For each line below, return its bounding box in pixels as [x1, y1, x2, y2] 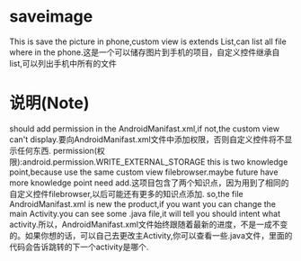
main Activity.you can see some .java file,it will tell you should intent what [9, 208, 281, 219]
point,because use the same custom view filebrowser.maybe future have [9, 166, 279, 177]
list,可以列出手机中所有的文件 [9, 58, 117, 68]
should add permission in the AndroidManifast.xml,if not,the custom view [9, 123, 280, 134]
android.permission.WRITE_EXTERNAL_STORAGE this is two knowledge [22, 156, 288, 167]
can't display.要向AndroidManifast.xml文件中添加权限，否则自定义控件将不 [9, 133, 285, 145]
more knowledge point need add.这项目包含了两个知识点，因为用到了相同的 [9, 177, 289, 188]
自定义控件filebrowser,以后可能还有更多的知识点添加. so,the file [9, 188, 244, 199]
